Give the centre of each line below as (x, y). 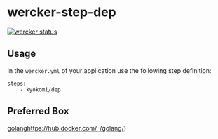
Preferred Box (38, 111)
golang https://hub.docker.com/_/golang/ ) (67, 128)
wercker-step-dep (62, 12)
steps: (17, 84)
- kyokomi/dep (40, 90)
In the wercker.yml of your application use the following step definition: (109, 70)
